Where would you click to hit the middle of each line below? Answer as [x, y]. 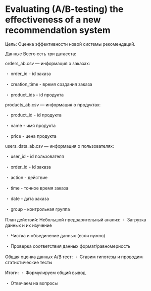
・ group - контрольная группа [38, 209]
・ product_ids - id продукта [35, 95]
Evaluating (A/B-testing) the [64, 9]
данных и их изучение [28, 225]
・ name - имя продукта [30, 125]
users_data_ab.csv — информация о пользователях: [60, 146]
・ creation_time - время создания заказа [49, 84]
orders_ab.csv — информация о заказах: [48, 63]
